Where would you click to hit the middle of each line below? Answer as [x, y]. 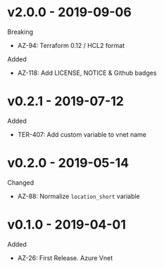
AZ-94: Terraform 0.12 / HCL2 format [71, 45]
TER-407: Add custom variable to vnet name [82, 134]
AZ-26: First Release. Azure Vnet [65, 257]
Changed [20, 182]
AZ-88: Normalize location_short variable [79, 196]
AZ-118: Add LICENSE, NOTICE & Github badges [87, 73]
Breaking [20, 32]
